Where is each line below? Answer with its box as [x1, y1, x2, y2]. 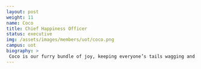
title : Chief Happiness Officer [6, 25, 87, 32]
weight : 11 [6, 14, 34, 20]
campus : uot [6, 43, 36, 49]
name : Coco [6, 20, 34, 26]
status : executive [6, 31, 52, 37]
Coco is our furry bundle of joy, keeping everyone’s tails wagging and [8, 53, 196, 59]
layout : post [6, 8, 39, 15]
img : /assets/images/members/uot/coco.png [6, 37, 114, 43]
